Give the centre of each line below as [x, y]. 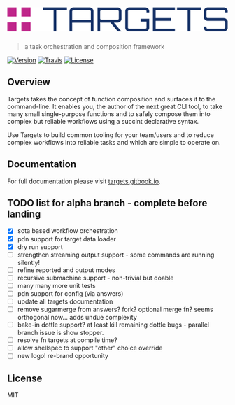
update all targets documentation [65, 301]
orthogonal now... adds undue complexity [77, 318]
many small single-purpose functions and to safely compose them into [109, 114]
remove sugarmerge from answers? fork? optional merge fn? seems [115, 310]
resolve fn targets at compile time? [67, 340]
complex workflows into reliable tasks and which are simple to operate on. [114, 142]
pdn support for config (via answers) [70, 293]
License [25, 378]
